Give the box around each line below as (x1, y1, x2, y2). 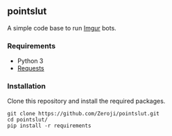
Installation (7, 81, 46, 91)
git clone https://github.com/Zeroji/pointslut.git (7, 110, 160, 117)
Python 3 (17, 57, 44, 65)
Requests (17, 64, 44, 72)
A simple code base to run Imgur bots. (7, 23, 117, 32)
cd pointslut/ (7, 117, 49, 124)
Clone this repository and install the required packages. (7, 97, 166, 106)
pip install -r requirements (7, 122, 92, 130)
